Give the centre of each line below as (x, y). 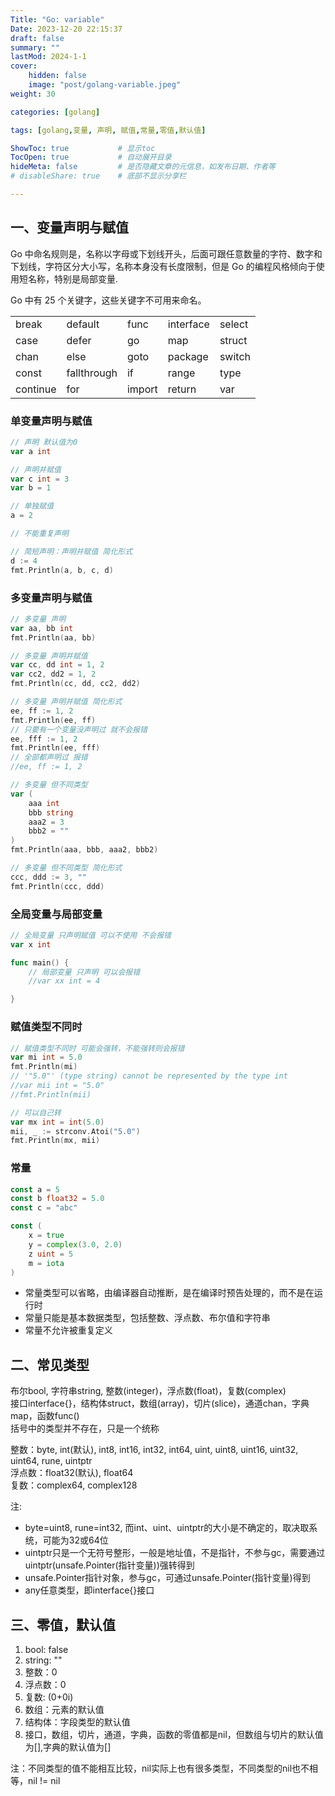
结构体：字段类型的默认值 (77, 1722)
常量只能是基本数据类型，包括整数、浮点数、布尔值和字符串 (147, 1318)
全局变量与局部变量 (56, 914)
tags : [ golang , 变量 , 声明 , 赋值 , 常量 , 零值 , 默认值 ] (108, 130)
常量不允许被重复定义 (68, 1330)
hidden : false (57, 76)
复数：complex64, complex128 (74, 1485)
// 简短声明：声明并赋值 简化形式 (71, 551)
